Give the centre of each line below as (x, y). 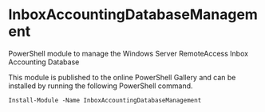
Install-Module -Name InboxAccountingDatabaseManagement (105, 100)
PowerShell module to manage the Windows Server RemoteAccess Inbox (129, 53)
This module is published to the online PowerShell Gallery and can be (122, 77)
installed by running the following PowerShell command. (101, 86)
